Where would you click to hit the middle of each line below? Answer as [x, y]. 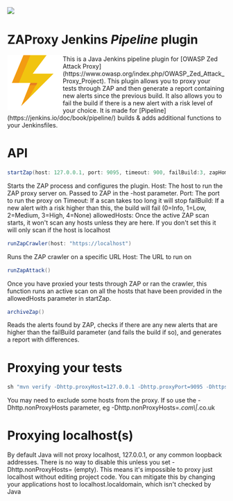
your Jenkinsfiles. [33, 125]
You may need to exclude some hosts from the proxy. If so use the [102, 401]
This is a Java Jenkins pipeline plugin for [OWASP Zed [140, 59]
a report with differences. [43, 340]
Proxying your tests [65, 368]
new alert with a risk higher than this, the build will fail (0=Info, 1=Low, [107, 208]
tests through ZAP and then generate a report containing [144, 88]
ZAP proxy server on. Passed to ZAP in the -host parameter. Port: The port [113, 193]
